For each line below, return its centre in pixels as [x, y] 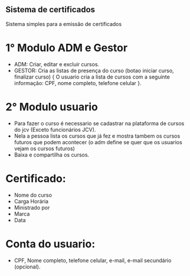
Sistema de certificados [50, 10]
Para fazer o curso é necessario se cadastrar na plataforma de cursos [99, 123]
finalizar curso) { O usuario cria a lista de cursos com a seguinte [92, 77]
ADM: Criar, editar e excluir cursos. [57, 64]
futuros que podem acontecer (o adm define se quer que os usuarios [98, 142]
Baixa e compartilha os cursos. [52, 155]
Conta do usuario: [50, 244]
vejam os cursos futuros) [44, 148]
